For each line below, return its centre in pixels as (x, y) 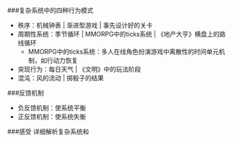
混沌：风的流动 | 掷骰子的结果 (61, 78)
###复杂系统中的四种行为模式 (50, 10)
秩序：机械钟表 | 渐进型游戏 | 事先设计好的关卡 (85, 25)
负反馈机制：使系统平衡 (52, 108)
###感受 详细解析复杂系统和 (48, 131)
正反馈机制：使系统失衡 (52, 117)
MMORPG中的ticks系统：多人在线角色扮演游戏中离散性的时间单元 (124, 52)
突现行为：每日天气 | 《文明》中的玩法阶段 (79, 69)
